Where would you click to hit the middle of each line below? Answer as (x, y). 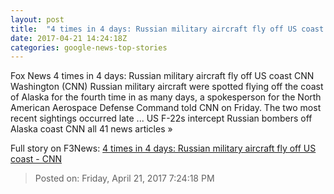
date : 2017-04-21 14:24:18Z (69, 38)
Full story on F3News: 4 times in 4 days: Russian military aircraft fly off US (163, 148)
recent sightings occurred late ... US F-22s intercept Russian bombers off (161, 118)
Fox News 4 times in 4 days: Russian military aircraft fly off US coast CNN (162, 76)
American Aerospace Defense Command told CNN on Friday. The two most (166, 108)
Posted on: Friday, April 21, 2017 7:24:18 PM (124, 178)
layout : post (37, 19)
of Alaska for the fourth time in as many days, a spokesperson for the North (166, 97)
